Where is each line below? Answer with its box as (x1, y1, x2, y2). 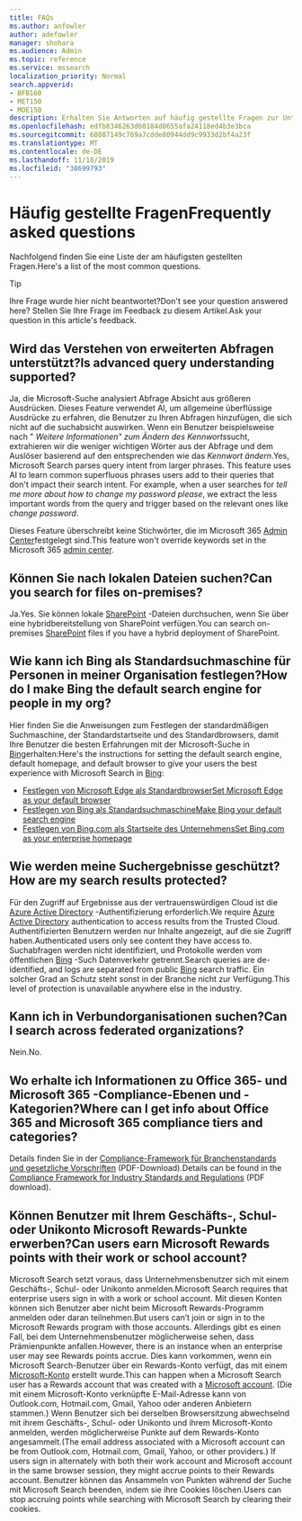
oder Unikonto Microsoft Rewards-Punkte (9, 1221, 248, 1237)
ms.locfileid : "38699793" (9, 164, 106, 173)
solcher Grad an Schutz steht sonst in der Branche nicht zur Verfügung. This (9, 973, 290, 984)
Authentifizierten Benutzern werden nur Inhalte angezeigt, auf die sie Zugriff (9, 925, 292, 936)
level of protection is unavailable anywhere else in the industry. (9, 983, 243, 994)
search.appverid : (9, 80, 75, 89)
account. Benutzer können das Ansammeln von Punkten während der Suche (9, 1475, 292, 1485)
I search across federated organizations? (9, 1022, 244, 1038)
